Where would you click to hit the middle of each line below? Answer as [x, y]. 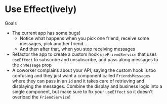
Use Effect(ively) [41, 9]
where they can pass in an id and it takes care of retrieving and [78, 81]
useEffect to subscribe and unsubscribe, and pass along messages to [85, 59]
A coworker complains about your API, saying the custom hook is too [84, 70]
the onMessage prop [32, 65]
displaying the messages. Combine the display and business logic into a [87, 86]
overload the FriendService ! [41, 97]
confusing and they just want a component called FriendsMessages [81, 75]
